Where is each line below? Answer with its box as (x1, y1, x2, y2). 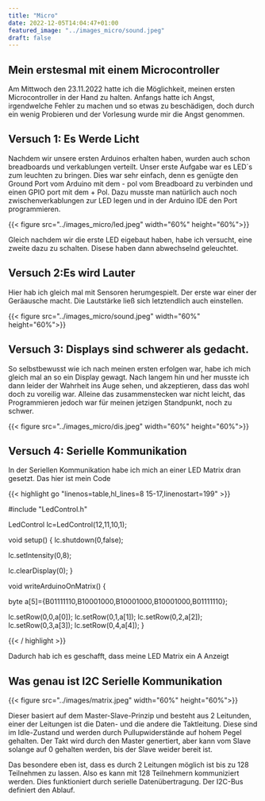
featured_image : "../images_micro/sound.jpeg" (8, 26, 165, 34)
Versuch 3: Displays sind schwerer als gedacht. (8, 343, 250, 356)
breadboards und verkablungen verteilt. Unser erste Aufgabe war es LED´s (8, 162, 252, 171)
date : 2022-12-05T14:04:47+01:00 (8, 19, 119, 27)
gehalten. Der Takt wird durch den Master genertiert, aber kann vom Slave (8, 736, 252, 746)
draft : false (8, 33, 52, 42)
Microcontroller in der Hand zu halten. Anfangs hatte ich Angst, (8, 93, 215, 102)
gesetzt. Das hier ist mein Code (8, 474, 111, 483)
